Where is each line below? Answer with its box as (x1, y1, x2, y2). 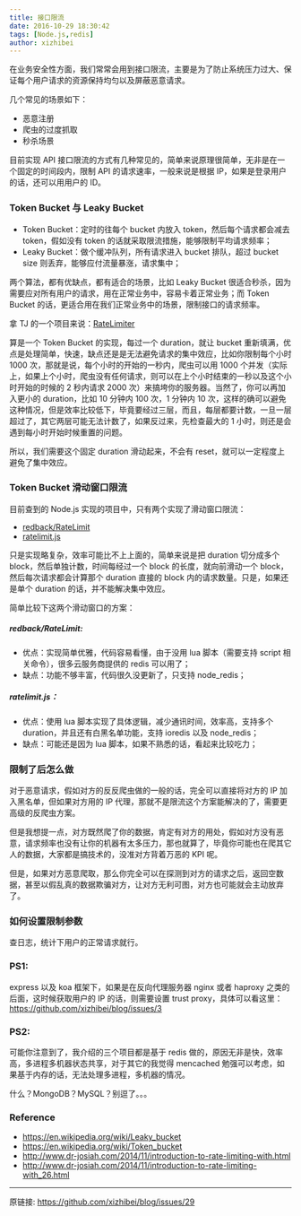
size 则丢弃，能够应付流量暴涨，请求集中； (21, 257, 182, 268)
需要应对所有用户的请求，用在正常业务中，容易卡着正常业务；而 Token (9, 288, 271, 299)
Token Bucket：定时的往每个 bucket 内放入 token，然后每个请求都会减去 (21, 223, 290, 234)
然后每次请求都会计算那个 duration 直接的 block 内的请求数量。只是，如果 (9, 571, 281, 583)
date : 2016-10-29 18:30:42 (9, 22, 110, 30)
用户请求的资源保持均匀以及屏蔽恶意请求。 (32, 75, 190, 86)
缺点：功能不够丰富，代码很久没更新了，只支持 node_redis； (21, 669, 246, 680)
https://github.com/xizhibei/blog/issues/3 (9, 1003, 163, 1013)
